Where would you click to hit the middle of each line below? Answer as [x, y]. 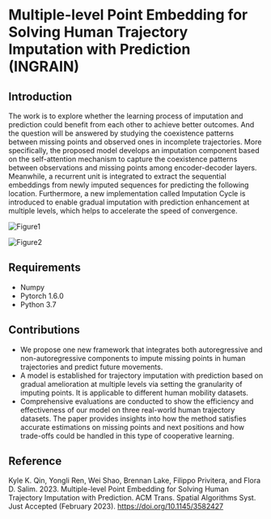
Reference [35, 461]
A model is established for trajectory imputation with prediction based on [142, 375]
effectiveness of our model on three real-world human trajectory [127, 410]
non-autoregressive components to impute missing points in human [133, 358]
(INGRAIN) [44, 67]
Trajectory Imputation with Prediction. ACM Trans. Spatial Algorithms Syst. [132, 498]
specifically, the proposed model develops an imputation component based [134, 150]
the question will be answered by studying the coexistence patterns [121, 133]
